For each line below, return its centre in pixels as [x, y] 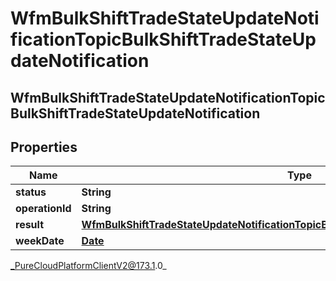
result [30, 225]
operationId [43, 209]
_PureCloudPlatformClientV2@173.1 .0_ [88, 266]
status [31, 192]
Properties [44, 147]
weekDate [40, 241]
